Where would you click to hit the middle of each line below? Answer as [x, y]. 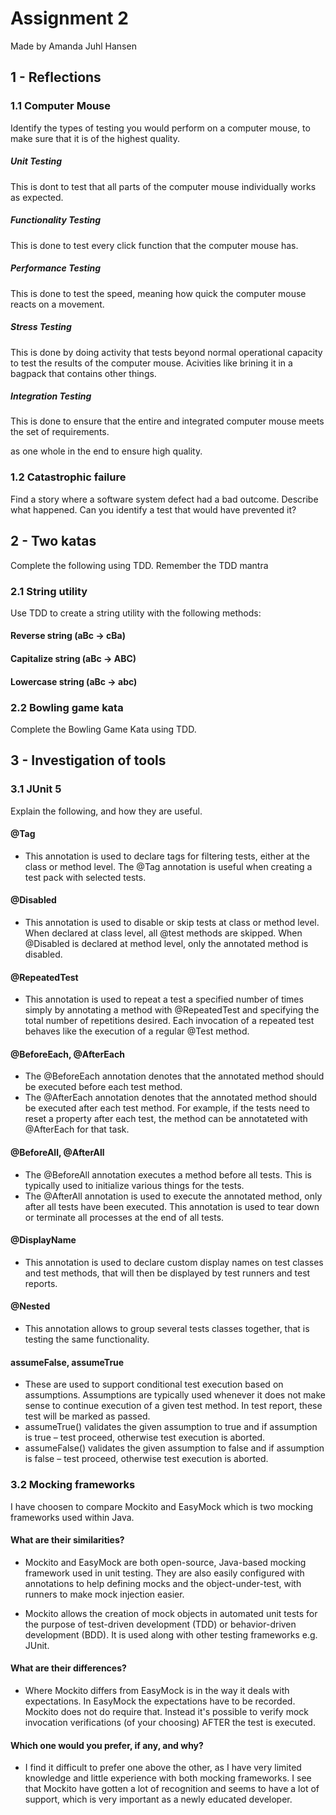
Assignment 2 [69, 18]
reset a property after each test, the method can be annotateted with [166, 1119]
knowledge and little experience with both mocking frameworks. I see [168, 1778]
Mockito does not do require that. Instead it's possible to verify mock [166, 1711]
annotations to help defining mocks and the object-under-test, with [163, 1583]
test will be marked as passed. [87, 1416]
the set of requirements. [60, 432]
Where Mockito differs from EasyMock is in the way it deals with [157, 1690]
